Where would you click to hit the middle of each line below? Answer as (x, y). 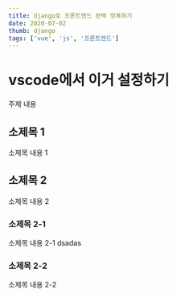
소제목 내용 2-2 (33, 285)
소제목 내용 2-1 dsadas (45, 243)
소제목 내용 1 (28, 153)
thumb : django (32, 31)
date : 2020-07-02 (37, 23)
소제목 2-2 (28, 266)
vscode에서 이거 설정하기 (89, 80)
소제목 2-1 (27, 224)
